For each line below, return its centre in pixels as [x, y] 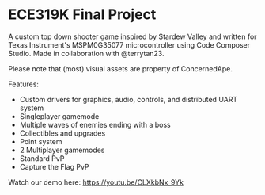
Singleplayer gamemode [59, 116]
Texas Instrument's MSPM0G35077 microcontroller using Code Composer [129, 44]
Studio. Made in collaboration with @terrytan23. [86, 53]
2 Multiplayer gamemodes [62, 150]
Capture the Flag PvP [54, 166]
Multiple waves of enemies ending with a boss [95, 124]
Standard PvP [42, 158]
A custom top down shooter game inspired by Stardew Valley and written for [132, 36]
